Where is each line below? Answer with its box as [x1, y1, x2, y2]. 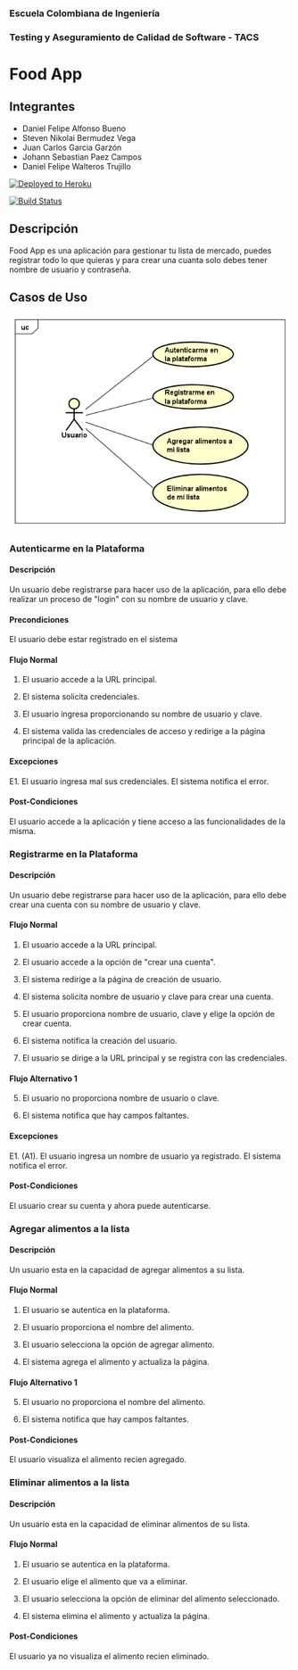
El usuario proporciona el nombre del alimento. [21, 1322, 195, 1333]
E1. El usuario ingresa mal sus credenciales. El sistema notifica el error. [9, 775, 269, 787]
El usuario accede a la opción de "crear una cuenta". [21, 957, 216, 968]
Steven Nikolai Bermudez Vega [21, 132, 137, 143]
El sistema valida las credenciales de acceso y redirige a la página [21, 726, 266, 737]
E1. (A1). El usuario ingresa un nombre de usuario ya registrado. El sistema [9, 1150, 281, 1162]
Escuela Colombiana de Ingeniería [9, 7, 161, 20]
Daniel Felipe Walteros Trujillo [21, 161, 131, 171]
